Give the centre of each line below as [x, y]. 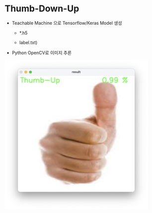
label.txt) [28, 42]
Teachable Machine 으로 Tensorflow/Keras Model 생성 [67, 23]
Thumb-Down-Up [42, 9]
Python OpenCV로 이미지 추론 [42, 53]
